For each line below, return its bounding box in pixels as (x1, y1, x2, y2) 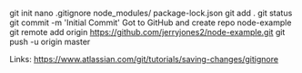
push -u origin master (9, 36, 91, 47)
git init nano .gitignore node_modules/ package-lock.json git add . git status (9, 8, 293, 18)
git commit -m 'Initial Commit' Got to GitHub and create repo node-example (9, 17, 292, 28)
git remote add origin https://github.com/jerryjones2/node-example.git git (9, 27, 286, 37)
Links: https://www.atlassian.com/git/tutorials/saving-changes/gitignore (9, 54, 279, 64)
